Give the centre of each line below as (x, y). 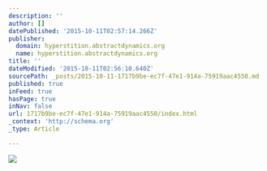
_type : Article (34, 129)
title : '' (25, 62)
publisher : (27, 38)
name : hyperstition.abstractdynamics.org (87, 53)
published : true (36, 83)
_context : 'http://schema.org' (61, 122)
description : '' (36, 16)
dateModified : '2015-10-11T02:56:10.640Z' (81, 69)
